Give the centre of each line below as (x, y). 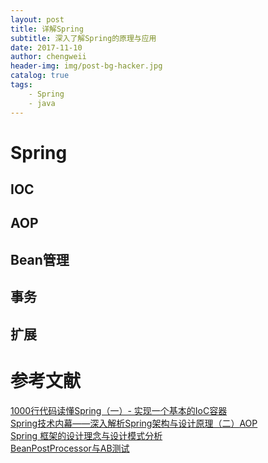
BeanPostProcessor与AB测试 (70, 448)
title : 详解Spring (47, 29)
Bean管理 (40, 259)
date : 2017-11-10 (46, 47)
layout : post (37, 19)
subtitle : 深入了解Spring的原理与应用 (83, 38)
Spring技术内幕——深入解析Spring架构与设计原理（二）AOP (134, 423)
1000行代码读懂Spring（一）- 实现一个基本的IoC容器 (119, 410)
